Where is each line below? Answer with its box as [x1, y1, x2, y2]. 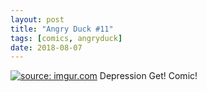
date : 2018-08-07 [10, 42, 83, 53]
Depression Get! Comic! [99, 70, 198, 82]
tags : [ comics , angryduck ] [10, 33, 123, 43]
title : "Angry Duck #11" [10, 24, 114, 34]
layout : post [10, 14, 65, 25]
